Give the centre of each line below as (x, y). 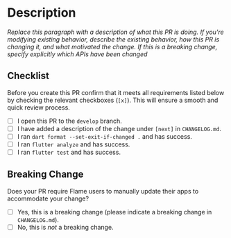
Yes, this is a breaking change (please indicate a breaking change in (114, 212)
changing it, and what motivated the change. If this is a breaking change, (112, 46)
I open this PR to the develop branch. (70, 121)
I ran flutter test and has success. (69, 152)
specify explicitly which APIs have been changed (77, 54)
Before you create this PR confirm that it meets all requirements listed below (116, 92)
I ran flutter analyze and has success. (74, 144)
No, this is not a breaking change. (65, 227)
